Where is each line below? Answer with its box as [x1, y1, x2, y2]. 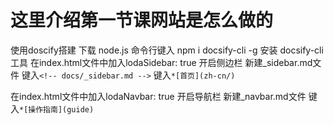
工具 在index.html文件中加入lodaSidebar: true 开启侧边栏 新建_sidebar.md [10, 56, 313, 68]
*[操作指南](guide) [19, 104, 95, 115]
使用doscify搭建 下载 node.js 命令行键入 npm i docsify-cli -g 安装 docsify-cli [10, 44, 324, 56]
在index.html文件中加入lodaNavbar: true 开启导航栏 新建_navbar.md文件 [10, 90, 307, 102]
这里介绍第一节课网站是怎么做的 [10, 9, 274, 32]
